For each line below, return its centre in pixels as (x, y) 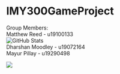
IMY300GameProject (60, 11)
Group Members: (27, 28)
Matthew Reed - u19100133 (40, 34)
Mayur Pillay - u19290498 (38, 53)
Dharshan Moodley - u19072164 (46, 47)
